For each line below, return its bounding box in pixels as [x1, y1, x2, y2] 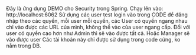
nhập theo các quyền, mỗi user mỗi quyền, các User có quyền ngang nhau [6, 18, 188, 24]
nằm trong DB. [6, 42, 41, 49]
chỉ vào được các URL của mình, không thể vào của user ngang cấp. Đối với [6, 23, 191, 30]
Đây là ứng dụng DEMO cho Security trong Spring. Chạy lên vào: [6, 5, 164, 12]
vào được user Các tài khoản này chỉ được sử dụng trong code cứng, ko [6, 36, 181, 43]
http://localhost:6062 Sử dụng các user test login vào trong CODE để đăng [6, 11, 188, 18]
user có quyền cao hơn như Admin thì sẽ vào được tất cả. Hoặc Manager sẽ [6, 30, 190, 37]
